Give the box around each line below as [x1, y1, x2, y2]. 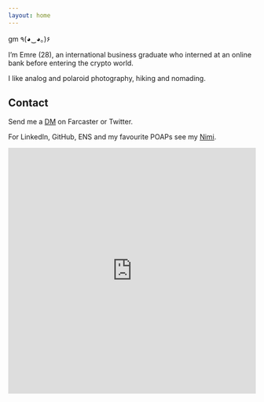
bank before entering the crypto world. [8, 58, 134, 68]
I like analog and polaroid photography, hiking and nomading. [8, 73, 206, 83]
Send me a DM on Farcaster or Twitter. [8, 117, 134, 127]
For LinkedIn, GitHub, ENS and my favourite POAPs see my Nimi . [8, 132, 217, 142]
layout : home [8, 11, 51, 20]
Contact [8, 96, 49, 110]
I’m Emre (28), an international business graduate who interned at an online [8, 50, 252, 59]
